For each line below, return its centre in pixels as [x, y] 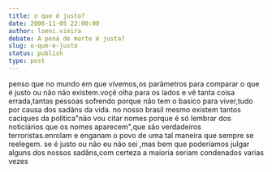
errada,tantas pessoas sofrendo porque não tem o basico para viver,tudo [131, 101]
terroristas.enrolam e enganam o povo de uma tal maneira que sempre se [131, 135]
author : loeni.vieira [45, 31]
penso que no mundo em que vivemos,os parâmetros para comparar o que [134, 84]
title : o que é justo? [47, 16]
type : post [27, 61]
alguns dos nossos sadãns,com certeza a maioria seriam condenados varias [136, 152]
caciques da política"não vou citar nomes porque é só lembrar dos [120, 118]
